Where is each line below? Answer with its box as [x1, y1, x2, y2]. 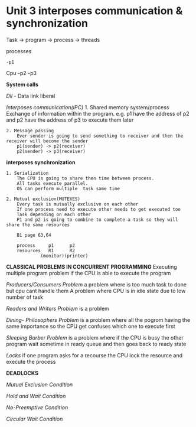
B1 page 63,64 [17, 232, 51, 238]
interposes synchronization [6, 158, 76, 166]
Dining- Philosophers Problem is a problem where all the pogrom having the [6, 316, 191, 323]
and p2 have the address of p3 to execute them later [6, 116, 134, 123]
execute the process [6, 358, 56, 365]
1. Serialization [6, 170, 49, 176]
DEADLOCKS [6, 369, 38, 376]
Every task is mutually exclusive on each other [17, 201, 139, 207]
